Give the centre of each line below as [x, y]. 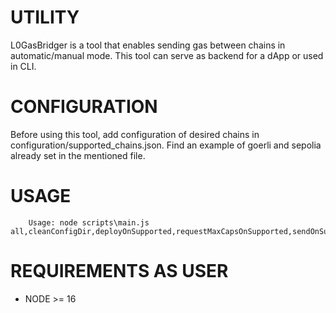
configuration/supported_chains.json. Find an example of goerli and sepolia [166, 145]
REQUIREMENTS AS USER [119, 271]
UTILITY [45, 17]
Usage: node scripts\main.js [89, 222]
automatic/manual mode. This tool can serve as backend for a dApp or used [167, 55]
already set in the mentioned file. [78, 155]
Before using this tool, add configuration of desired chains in [135, 134]
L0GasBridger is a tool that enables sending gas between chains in [148, 45]
